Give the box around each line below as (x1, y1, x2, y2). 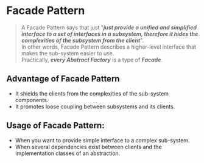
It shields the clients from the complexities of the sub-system (15, 89, 169, 97)
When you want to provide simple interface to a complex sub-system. (15, 136, 190, 144)
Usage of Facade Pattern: (6, 120, 105, 131)
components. (15, 96, 49, 103)
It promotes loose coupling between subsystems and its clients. (15, 103, 175, 110)
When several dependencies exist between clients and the (15, 143, 163, 150)
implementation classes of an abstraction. (15, 150, 121, 157)
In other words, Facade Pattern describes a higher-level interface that (21, 43, 197, 50)
